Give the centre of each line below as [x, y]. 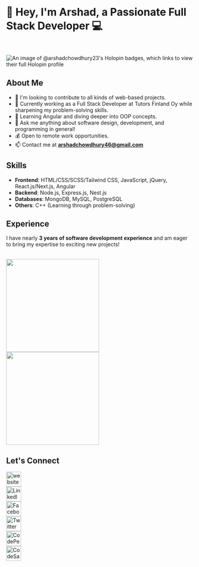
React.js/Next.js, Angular [45, 186]
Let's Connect [33, 461]
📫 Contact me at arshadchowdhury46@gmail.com [79, 145]
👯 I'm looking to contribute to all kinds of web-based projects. [90, 97]
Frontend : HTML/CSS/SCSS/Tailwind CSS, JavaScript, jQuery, [91, 180]
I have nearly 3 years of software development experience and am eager [97, 238]
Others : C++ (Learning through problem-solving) [75, 205]
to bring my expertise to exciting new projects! [63, 245]
